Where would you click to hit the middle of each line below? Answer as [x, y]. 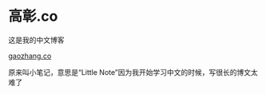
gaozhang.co [30, 56]
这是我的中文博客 [36, 40]
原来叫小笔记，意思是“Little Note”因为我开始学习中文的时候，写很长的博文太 [133, 72]
